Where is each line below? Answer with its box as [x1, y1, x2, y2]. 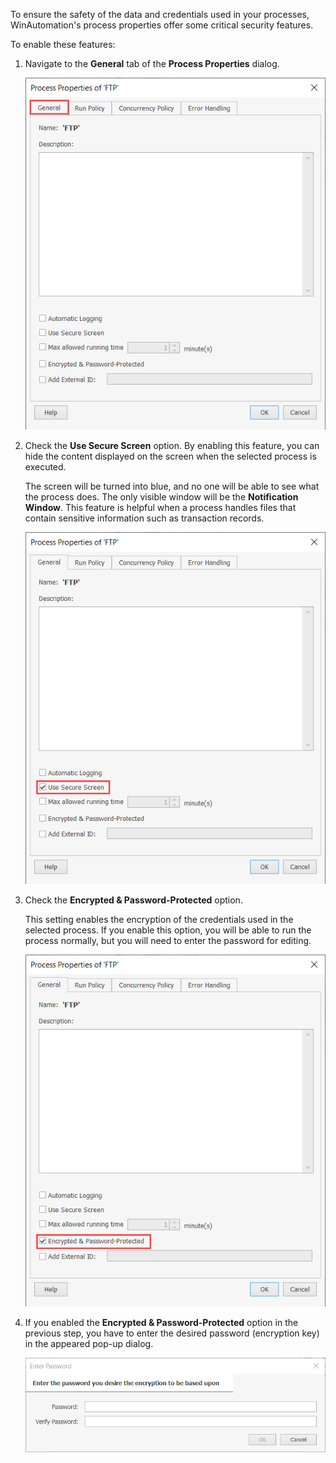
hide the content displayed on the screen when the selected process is [24, 450, 317, 463]
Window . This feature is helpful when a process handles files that [24, 502, 297, 514]
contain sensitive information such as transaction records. [24, 512, 265, 524]
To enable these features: [10, 39, 116, 50]
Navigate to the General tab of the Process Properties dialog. [24, 58, 280, 69]
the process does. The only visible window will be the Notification [24, 491, 299, 503]
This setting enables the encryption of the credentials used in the [24, 914, 294, 926]
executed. [24, 461, 67, 473]
